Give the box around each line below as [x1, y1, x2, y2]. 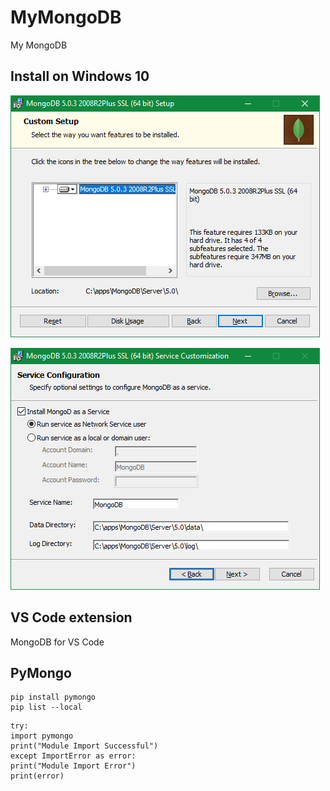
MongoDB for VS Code [10, 636, 105, 648]
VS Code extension [10, 609, 133, 626]
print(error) [10, 771, 65, 781]
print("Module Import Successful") [10, 741, 159, 751]
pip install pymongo [10, 692, 97, 703]
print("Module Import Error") [10, 761, 137, 771]
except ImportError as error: [10, 751, 137, 761]
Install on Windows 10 [10, 68, 150, 85]
